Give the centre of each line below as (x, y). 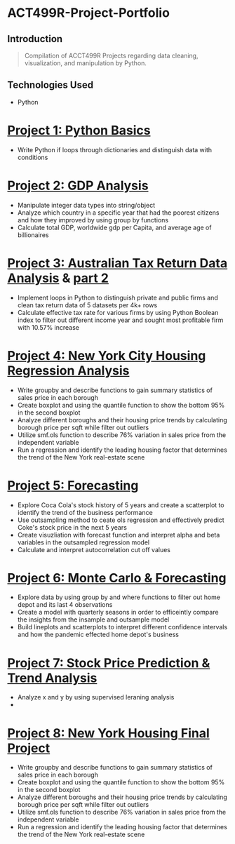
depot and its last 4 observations (65, 605)
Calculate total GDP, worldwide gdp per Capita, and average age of (114, 227)
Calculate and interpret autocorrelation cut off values (94, 549)
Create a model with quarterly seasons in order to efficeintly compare (118, 612)
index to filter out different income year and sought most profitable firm (120, 320)
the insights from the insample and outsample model (93, 619)
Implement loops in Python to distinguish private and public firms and (118, 297)
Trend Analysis (52, 678)
